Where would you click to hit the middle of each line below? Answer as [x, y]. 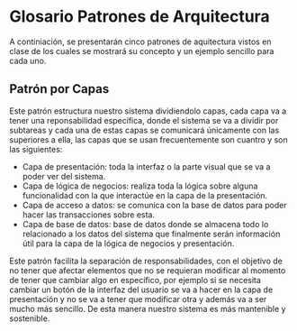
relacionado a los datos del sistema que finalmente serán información [151, 234]
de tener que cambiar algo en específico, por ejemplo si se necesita [135, 280]
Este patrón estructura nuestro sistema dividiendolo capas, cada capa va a [148, 111]
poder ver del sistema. [64, 176]
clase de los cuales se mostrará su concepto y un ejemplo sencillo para [142, 51]
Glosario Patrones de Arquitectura [139, 17]
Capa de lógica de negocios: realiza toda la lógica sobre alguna [140, 186]
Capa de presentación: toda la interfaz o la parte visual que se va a [146, 166]
